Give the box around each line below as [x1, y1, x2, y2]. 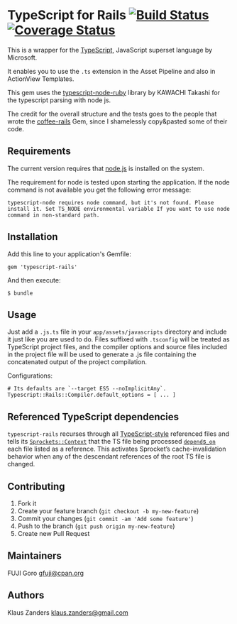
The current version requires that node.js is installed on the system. [7, 164, 204, 173]
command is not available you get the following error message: [7, 185, 192, 194]
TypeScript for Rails [7, 7, 126, 23]
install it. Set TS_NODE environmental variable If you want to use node [7, 205, 231, 212]
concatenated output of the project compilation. [7, 358, 148, 366]
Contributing [7, 480, 65, 493]
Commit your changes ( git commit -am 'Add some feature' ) [17, 515, 194, 522]
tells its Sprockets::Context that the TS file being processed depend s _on [7, 437, 216, 446]
